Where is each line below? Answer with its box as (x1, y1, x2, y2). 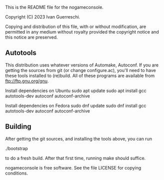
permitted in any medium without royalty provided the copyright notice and (5, 29, 160, 34)
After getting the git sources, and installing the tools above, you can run (5, 135, 152, 141)
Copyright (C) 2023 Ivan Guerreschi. (5, 14, 81, 19)
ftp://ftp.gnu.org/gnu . (5, 77, 49, 84)
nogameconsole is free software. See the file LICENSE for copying (5, 164, 142, 170)
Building (5, 122, 31, 131)
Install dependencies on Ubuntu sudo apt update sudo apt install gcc (5, 87, 147, 93)
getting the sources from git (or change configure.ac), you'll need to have (5, 67, 156, 73)
